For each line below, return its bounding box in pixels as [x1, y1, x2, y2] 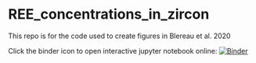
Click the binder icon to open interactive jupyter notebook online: [8, 46, 218, 55]
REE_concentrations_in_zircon [8, 5, 210, 23]
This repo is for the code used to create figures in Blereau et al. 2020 [8, 31, 231, 40]
